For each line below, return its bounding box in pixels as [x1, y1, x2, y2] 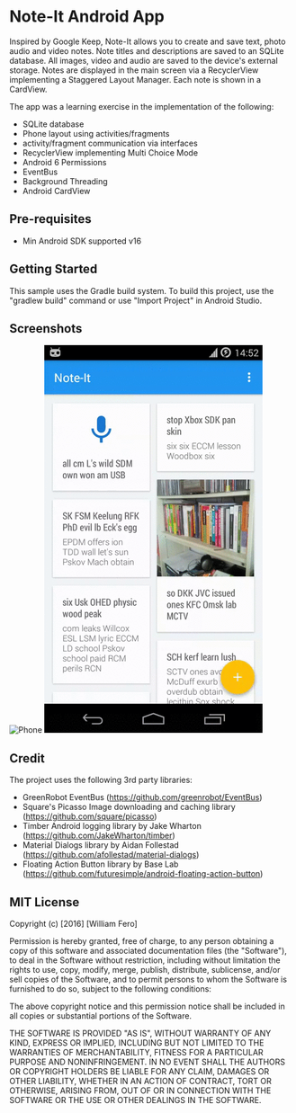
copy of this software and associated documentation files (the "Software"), [9, 946, 288, 956]
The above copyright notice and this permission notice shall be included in [9, 1001, 285, 1011]
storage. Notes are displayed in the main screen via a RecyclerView [9, 65, 259, 76]
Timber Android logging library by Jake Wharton [22, 821, 202, 832]
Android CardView [22, 185, 91, 196]
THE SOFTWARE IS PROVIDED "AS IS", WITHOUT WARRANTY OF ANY [9, 1028, 272, 1038]
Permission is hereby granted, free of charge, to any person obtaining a [9, 936, 274, 946]
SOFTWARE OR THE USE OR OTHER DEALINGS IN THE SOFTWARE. [9, 1095, 262, 1105]
